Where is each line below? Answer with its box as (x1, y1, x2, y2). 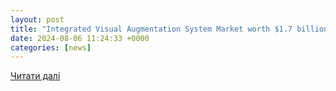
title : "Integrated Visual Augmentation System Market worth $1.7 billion (10, 24, 329, 34)
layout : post (10, 14, 65, 25)
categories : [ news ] (10, 42, 92, 53)
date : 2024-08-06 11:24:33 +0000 (10, 33, 150, 43)
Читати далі (10, 70, 61, 82)
